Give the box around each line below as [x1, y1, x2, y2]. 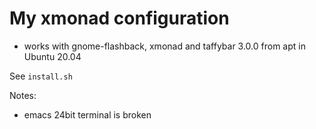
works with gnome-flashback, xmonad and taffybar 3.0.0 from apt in [23, 40, 306, 52]
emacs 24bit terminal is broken [23, 108, 152, 121]
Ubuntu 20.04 [23, 50, 82, 62]
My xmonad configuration [9, 7, 230, 30]
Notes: [9, 89, 37, 101]
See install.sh [9, 70, 73, 82]
